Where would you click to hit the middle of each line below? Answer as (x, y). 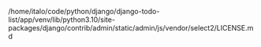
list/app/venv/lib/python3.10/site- (62, 20)
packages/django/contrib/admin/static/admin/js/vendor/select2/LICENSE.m (131, 28)
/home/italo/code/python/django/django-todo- (84, 11)
